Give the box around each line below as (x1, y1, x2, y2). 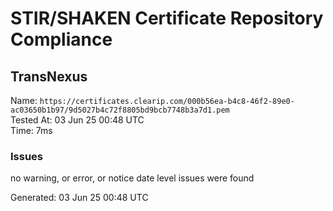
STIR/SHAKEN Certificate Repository (10, 7, 324, 30)
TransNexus (10, 68, 88, 85)
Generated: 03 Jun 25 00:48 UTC (10, 192, 149, 204)
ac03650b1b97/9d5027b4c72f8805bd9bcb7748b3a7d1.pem (10, 105, 230, 115)
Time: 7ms (10, 125, 53, 136)
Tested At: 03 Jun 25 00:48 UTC (10, 114, 145, 126)
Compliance (10, 28, 113, 51)
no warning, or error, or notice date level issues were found (10, 172, 255, 184)
